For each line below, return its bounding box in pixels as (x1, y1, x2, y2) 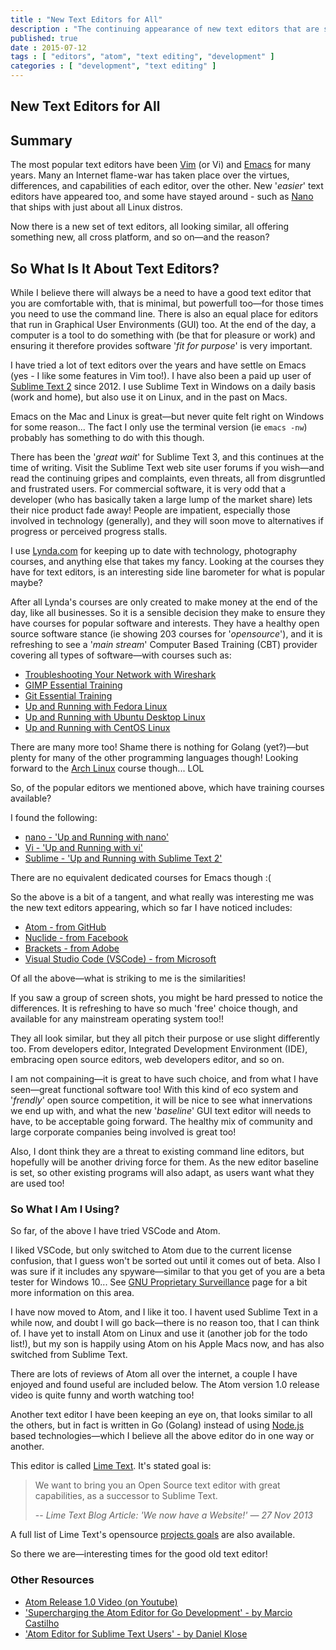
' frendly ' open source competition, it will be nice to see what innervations (10, 1094, 313, 1106)
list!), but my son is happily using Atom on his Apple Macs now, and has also (10, 1338, 325, 1350)
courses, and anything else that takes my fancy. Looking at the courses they (10, 556, 325, 568)
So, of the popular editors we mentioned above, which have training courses (10, 782, 325, 794)
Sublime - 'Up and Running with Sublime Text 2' (24, 852, 223, 865)
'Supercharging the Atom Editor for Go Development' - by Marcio (24, 1606, 293, 1618)
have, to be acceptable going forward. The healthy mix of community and (10, 1116, 313, 1128)
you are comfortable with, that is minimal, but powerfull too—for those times (10, 297, 324, 310)
